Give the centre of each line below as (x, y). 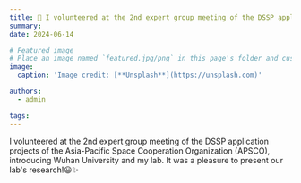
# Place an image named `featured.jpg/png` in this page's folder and (144, 59)
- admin (32, 99)
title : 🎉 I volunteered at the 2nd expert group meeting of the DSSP (142, 17)
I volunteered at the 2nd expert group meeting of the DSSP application (139, 141)
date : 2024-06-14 (42, 34)
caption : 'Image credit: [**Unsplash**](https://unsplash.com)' (140, 75)
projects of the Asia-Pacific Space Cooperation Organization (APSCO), (140, 150)
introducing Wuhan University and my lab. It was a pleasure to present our (146, 160)
